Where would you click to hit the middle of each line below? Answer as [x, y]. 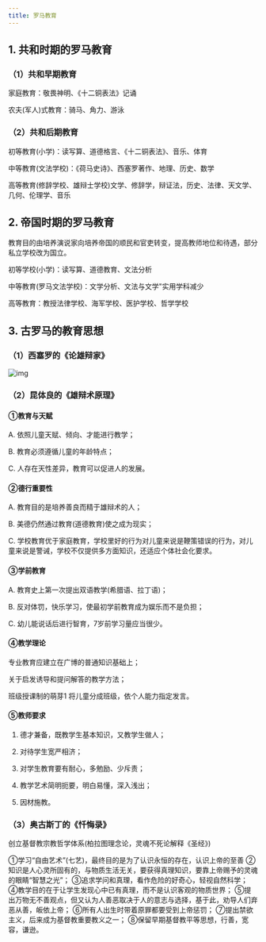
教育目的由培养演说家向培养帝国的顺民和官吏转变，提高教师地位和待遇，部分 [133, 243]
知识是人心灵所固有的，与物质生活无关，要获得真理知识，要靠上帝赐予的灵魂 [133, 871]
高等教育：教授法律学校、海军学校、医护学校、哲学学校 [98, 303]
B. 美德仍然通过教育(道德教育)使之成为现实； [81, 524]
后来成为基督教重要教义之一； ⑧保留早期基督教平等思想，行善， [135, 920]
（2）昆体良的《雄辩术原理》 [63, 395]
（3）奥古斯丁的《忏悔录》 [59, 825]
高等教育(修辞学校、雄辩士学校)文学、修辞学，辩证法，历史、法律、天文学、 [132, 185]
